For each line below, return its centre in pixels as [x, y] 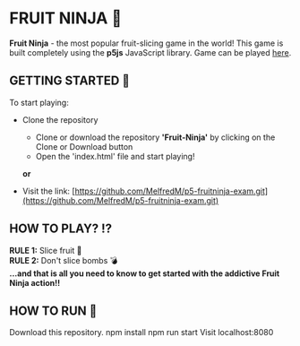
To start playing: [39, 102]
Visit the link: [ [48, 191]
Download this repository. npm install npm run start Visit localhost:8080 [141, 333]
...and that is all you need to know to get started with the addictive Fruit [145, 273]
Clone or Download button [84, 146]
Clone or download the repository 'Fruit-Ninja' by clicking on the [155, 137]
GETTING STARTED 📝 [70, 81]
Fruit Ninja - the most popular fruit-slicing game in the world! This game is [146, 43]
